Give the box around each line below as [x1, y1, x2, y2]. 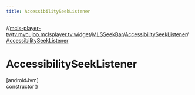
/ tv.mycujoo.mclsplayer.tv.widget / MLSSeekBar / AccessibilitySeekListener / [10, 30, 189, 38]
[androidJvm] [6, 76, 39, 83]
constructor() [6, 83, 38, 90]
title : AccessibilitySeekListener [6, 8, 91, 15]
